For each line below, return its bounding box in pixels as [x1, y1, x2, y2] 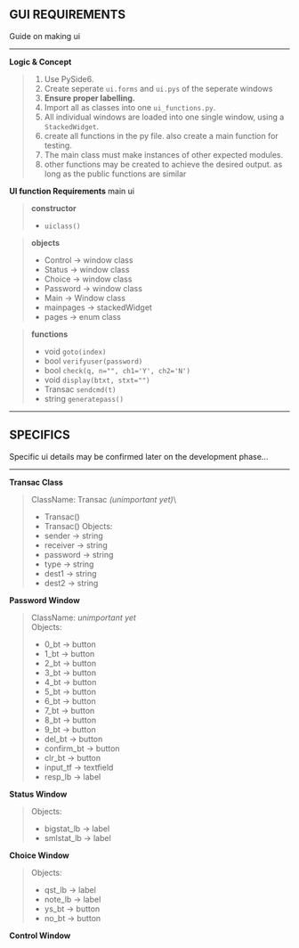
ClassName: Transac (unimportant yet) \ [30, 494, 176, 504]
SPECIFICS [9, 428, 71, 443]
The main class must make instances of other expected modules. [44, 149, 284, 159]
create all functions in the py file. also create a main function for [44, 130, 279, 141]
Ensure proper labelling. [44, 93, 136, 103]
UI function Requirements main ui [9, 185, 135, 196]
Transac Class [9, 477, 64, 487]
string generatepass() [44, 393, 125, 404]
